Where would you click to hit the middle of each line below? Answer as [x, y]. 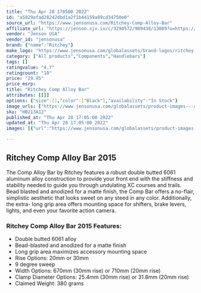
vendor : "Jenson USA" [33, 34]
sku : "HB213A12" [26, 112]
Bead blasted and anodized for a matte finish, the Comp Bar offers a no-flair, [100, 191]
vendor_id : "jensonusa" [36, 39]
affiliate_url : [25, 28]
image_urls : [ [24, 106]
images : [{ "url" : [28, 129]
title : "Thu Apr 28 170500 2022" [48, 12]
